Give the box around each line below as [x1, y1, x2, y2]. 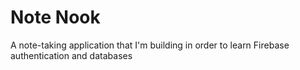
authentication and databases [10, 49, 133, 61]
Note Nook [10, 6, 101, 29]
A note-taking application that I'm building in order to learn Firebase [10, 39, 290, 51]
